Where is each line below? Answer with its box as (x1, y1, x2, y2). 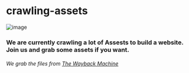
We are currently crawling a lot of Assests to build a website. (6, 38, 184, 47)
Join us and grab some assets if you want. (6, 45, 130, 54)
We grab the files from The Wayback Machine (6, 60, 119, 67)
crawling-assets (6, 4, 88, 18)
